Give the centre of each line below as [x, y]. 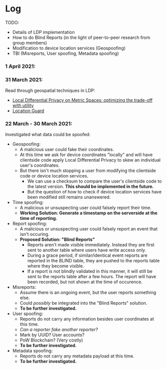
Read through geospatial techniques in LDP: [50, 91]
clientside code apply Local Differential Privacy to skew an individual [90, 160]
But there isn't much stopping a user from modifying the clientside [88, 171]
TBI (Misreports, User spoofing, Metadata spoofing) [66, 53]
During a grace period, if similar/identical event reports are [87, 255]
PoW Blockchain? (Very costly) [51, 340]
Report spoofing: [30, 224]
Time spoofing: [28, 202]
